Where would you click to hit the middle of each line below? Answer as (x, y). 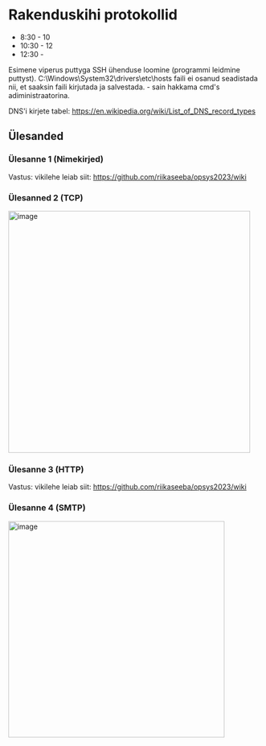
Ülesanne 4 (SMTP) (47, 508)
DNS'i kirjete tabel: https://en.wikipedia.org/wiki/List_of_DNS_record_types (132, 111)
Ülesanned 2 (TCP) (46, 197)
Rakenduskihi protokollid (93, 15)
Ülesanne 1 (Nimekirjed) (56, 159)
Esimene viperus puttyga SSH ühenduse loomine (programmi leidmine (125, 69)
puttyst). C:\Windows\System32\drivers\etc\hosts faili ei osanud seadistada (133, 78)
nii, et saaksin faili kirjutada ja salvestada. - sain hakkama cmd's (114, 87)
